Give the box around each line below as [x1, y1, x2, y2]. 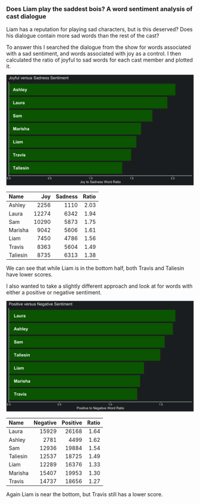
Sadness [55, 193, 79, 200]
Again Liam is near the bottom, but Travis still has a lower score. [6, 491, 163, 498]
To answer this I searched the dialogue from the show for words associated [6, 44, 192, 51]
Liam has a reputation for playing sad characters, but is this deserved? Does [6, 26, 193, 33]
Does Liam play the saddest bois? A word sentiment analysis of [6, 5, 193, 13]
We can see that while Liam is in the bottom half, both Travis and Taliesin [6, 265, 185, 272]
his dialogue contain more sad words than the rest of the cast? [6, 32, 160, 39]
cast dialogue [6, 12, 46, 20]
